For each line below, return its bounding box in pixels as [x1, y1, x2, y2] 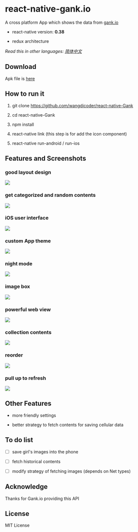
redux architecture [12, 38, 49, 44]
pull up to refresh [5, 375, 46, 381]
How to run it [5, 90, 45, 98]
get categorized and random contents [5, 192, 96, 199]
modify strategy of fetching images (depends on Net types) [12, 468, 131, 474]
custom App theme [5, 237, 51, 244]
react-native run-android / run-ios [12, 140, 80, 146]
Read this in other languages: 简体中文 [5, 48, 82, 54]
